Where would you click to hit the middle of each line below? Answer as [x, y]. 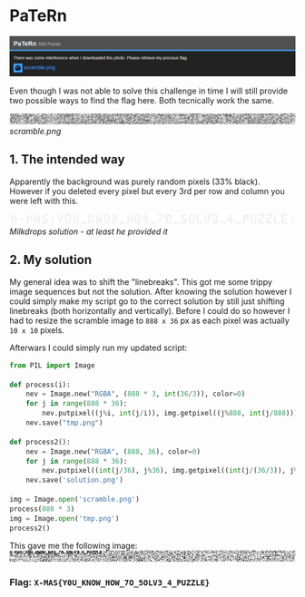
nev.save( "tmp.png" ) [64, 423]
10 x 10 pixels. [37, 330]
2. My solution [51, 260]
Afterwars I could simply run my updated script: [98, 347]
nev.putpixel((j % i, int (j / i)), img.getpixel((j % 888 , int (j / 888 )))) [172, 414]
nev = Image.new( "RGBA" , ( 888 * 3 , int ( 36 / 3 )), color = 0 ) [136, 394]
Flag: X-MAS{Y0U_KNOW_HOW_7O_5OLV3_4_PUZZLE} [110, 582]
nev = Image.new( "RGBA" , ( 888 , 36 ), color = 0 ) [113, 451]
